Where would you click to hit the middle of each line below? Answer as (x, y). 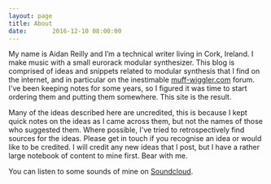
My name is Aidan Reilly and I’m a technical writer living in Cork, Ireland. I (131, 54)
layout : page (31, 16)
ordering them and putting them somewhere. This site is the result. (120, 97)
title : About (31, 24)
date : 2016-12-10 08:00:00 (65, 31)
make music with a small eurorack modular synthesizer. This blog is (122, 62)
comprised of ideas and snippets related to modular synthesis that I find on (134, 71)
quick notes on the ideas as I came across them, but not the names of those (135, 122)
